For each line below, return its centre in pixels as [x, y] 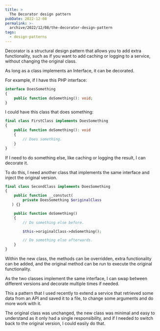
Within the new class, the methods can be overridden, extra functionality [78, 259]
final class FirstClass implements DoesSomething [57, 121]
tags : [11, 32]
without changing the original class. [41, 61]
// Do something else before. [53, 222]
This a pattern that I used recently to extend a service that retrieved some [79, 293]
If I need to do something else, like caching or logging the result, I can [75, 157]
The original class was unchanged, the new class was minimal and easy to [80, 313]
